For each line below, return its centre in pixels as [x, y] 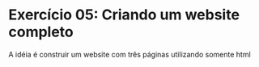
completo [41, 32]
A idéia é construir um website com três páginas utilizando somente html [129, 54]
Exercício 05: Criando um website [124, 15]
